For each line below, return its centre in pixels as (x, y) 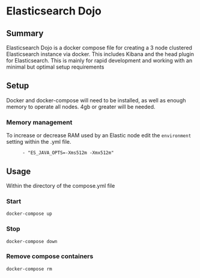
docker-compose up (29, 214)
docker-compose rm (29, 269)
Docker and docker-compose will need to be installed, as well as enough (96, 100)
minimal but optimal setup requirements (55, 67)
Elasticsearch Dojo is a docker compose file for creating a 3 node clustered (99, 48)
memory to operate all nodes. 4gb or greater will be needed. (81, 107)
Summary (25, 33)
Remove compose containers (50, 256)
